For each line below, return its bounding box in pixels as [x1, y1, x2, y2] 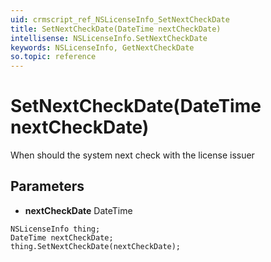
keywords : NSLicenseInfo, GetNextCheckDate [10, 42, 195, 53]
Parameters [10, 178, 85, 195]
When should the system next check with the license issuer [10, 149, 255, 161]
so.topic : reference [10, 52, 97, 62]
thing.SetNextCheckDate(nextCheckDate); [10, 241, 182, 251]
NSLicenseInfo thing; [10, 224, 101, 234]
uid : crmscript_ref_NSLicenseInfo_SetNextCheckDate [10, 14, 230, 25]
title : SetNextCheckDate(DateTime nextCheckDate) [10, 24, 222, 34]
